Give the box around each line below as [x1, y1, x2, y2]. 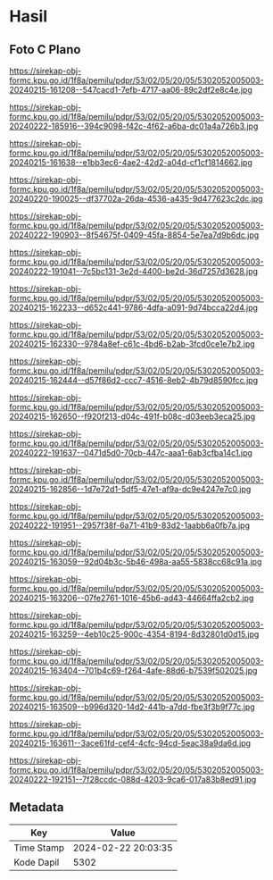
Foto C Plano [9, 42, 81, 57]
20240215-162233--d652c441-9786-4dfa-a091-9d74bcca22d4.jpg [9, 302, 259, 313]
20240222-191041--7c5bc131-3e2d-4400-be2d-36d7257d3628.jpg [9, 266, 259, 276]
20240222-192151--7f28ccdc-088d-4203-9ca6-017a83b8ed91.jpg [9, 775, 257, 784]
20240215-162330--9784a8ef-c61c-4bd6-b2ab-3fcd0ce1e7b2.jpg [9, 339, 256, 349]
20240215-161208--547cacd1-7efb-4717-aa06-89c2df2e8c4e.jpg [9, 85, 252, 95]
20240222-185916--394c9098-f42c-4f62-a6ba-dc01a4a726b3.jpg [9, 121, 259, 131]
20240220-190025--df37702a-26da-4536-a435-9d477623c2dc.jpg [9, 194, 263, 204]
